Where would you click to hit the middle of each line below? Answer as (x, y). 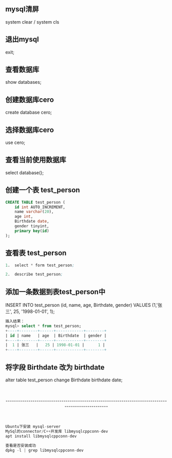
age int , (24, 217)
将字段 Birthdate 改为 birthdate (55, 367)
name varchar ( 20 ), (34, 212)
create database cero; (29, 113)
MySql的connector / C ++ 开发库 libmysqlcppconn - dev (57, 431)
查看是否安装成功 (21, 445)
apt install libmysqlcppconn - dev (41, 436)
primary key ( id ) (32, 231)
